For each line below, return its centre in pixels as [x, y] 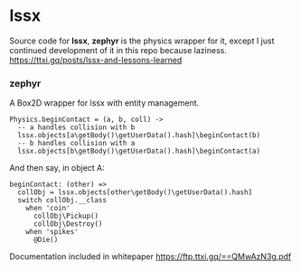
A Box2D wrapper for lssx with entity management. [104, 103]
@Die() [46, 240]
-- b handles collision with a [76, 144]
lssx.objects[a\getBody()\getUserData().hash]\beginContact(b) [139, 135]
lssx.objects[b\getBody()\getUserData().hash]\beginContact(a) [139, 151]
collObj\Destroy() [68, 224]
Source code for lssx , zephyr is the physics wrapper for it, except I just [142, 41]
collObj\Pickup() [66, 216]
